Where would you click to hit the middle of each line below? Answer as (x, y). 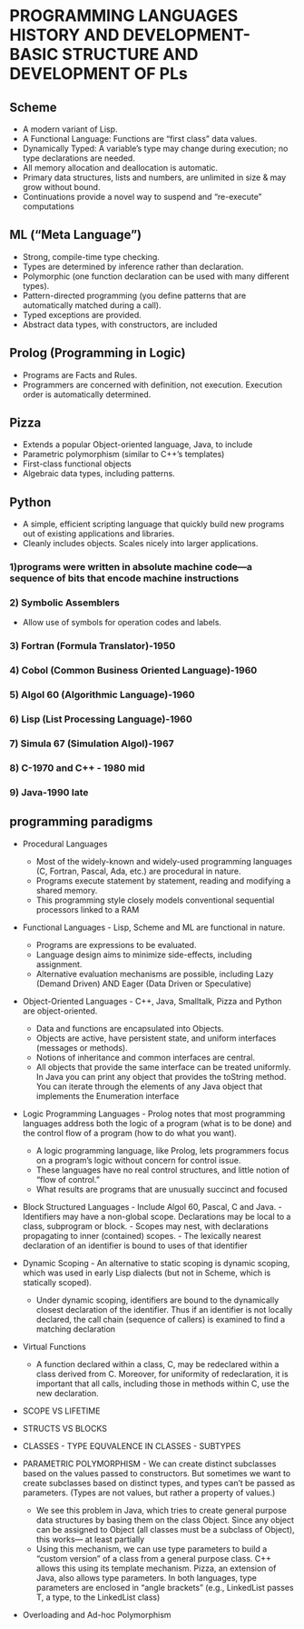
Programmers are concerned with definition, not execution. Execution (152, 385)
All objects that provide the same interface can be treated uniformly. (163, 1067)
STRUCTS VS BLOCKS (64, 1428)
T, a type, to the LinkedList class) (98, 1597)
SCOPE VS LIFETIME (61, 1411)
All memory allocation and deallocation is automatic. (120, 168)
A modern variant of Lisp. (70, 129)
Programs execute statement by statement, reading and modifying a (163, 880)
